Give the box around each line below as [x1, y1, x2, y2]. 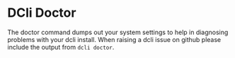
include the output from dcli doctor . [7, 43, 115, 51]
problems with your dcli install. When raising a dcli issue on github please [7, 35, 222, 43]
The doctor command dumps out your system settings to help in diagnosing [7, 28, 229, 36]
